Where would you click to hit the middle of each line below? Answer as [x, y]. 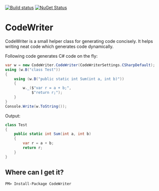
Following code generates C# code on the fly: [51, 56]
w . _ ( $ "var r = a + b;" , [47, 88]
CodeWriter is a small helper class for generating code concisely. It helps [79, 41]
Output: [13, 115]
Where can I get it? [34, 172]
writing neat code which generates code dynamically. [60, 46]
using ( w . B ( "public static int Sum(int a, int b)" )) [69, 79]
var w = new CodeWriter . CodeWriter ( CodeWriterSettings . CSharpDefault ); [80, 65]
